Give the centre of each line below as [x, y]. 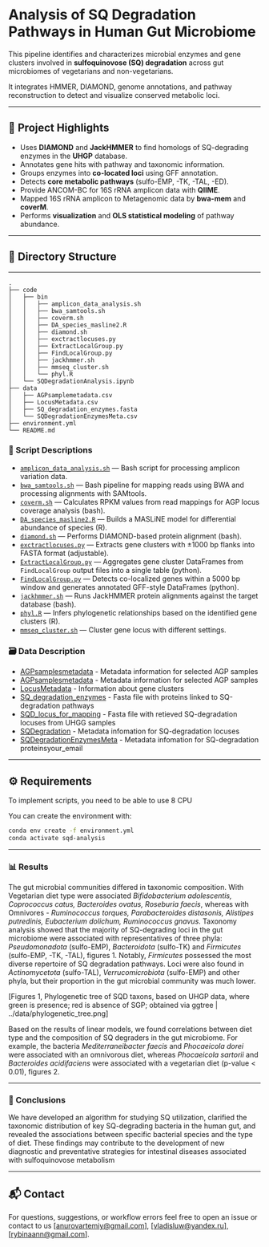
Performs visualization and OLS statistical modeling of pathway [127, 215]
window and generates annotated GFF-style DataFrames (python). [129, 587]
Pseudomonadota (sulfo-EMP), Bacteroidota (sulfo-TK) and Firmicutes [125, 947]
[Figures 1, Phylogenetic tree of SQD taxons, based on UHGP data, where [129, 997]
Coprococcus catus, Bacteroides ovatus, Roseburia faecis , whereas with [129, 904]
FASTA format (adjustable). [64, 553]
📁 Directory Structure [63, 257]
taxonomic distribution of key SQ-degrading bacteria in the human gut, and [132, 1126]
